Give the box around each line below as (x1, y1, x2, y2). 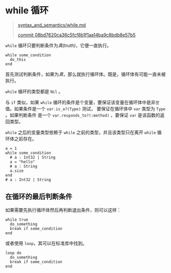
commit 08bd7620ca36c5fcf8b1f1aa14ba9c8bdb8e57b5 (17, 32, 136, 38)
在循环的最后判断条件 (5, 192, 72, 201)
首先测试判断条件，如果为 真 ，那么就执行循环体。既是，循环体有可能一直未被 (5, 71, 166, 77)
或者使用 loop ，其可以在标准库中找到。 (5, 240, 88, 246)
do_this (10, 57, 26, 62)
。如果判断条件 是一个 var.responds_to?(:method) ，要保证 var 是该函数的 (5, 112, 160, 118)
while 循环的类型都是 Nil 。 (5, 88, 64, 95)
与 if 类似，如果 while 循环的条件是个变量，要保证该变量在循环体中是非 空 (5, 99, 159, 105)
